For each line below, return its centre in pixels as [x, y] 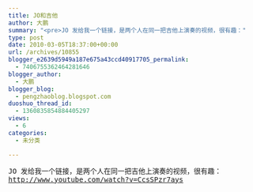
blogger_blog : [32, 89]
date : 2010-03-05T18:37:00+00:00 [63, 45]
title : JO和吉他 [33, 15]
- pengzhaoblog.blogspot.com [63, 96]
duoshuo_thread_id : [40, 104]
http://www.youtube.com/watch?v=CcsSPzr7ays [96, 179]
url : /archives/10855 [44, 52]
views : [19, 119]
